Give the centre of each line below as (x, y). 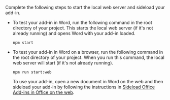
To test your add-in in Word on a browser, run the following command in (88, 52)
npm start (23, 43)
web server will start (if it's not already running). (63, 63)
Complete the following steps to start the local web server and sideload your (85, 7)
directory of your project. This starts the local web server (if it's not (83, 28)
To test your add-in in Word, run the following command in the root (82, 23)
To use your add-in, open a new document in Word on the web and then (88, 81)
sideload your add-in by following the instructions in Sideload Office (84, 87)
